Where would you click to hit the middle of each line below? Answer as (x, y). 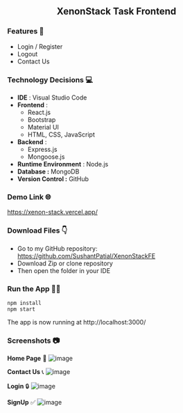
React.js (39, 112)
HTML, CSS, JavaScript (61, 134)
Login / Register (40, 46)
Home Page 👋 (27, 359)
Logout (27, 54)
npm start (21, 309)
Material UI (43, 127)
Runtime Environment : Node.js (63, 164)
